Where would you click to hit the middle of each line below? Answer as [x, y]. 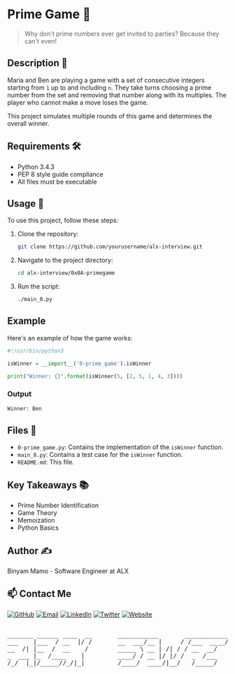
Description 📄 [37, 63]
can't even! [41, 41]
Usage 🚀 [26, 204]
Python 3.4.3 [36, 167]
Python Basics [38, 528]
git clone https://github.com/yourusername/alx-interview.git [110, 247]
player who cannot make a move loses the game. [78, 102]
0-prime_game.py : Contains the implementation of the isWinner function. [120, 447]
